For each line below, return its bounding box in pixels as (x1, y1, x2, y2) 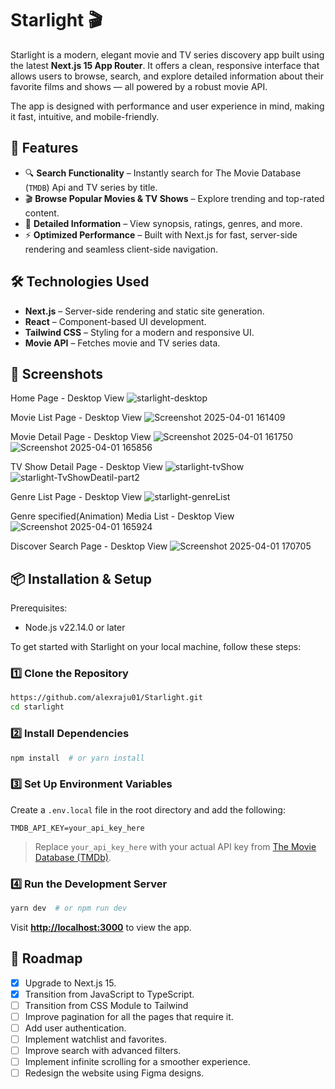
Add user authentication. (24, 1022, 127, 1034)
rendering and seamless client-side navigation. (24, 243, 219, 255)
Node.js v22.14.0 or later (24, 622, 126, 634)
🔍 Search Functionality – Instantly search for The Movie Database (24, 167, 302, 179)
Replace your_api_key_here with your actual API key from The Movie (34, 840, 317, 852)
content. (24, 207, 60, 219)
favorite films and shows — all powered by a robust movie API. (10, 80, 268, 92)
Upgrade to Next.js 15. (24, 977, 117, 989)
